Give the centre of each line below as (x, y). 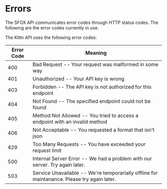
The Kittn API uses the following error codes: (51, 37)
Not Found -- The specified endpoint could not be (91, 101)
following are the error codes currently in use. (52, 27)
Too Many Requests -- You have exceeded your (89, 144)
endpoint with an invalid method (70, 122)
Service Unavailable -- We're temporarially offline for (95, 173)
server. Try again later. (59, 165)
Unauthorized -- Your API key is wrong (79, 79)
